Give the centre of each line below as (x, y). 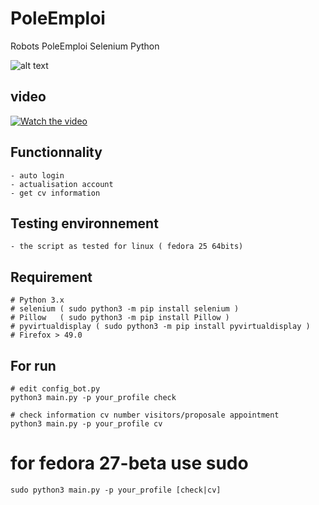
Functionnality (56, 152)
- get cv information (55, 193)
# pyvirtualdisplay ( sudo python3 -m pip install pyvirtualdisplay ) (160, 327)
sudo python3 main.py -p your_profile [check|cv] (116, 490)
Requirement (51, 277)
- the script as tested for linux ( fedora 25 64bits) (127, 247)
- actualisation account (62, 184)
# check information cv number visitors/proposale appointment (145, 415)
